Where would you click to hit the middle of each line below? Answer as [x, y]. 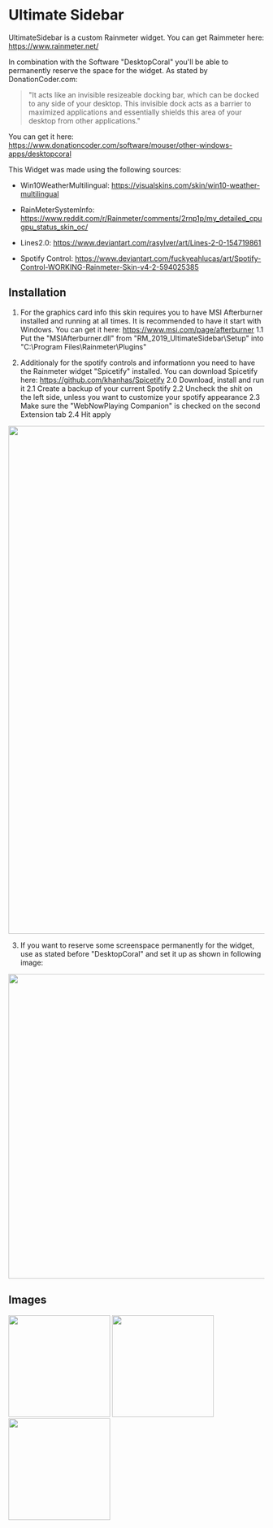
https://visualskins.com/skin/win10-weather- [186, 185]
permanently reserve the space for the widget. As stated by [108, 70]
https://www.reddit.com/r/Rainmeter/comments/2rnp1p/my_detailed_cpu [141, 218]
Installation [37, 293]
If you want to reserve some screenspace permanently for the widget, [137, 945]
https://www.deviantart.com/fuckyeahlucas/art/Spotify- [168, 258]
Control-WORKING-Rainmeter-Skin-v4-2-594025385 [109, 267]
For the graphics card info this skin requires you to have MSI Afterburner [141, 312]
